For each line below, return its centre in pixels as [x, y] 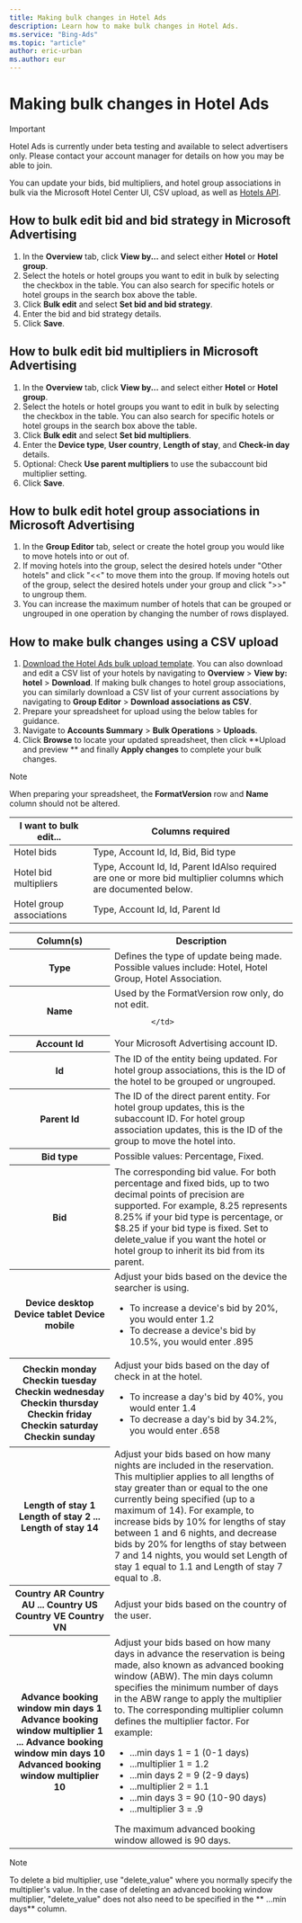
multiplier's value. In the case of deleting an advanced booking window [141, 1889]
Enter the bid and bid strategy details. [92, 313]
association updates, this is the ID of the [198, 1130]
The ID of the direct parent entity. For [192, 1096]
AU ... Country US [59, 1605]
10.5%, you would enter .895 [191, 1341]
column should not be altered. [65, 804]
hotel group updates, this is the [179, 1107]
